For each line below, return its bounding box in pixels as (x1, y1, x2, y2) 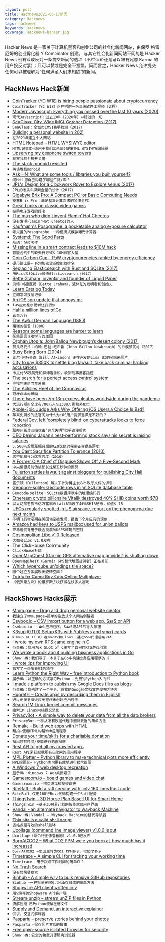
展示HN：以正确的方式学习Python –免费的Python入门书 (12, 676, 110, 681)
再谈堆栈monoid (12, 167, 41, 172)
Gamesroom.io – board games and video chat (12, 775, 105, 781)
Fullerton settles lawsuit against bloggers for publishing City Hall (12, 469, 143, 475)
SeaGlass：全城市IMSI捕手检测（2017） (12, 125, 84, 130)
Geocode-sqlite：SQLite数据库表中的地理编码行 (12, 490, 101, 496)
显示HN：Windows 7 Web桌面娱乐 (12, 770, 71, 775)
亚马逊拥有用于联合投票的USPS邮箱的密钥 (12, 527, 83, 532)
